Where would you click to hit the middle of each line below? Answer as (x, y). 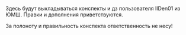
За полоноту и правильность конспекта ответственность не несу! (89, 26)
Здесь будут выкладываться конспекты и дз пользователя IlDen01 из (93, 8)
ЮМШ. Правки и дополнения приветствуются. (65, 15)
